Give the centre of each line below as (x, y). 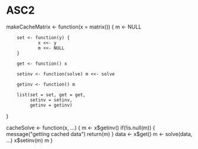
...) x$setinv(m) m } (30, 140)
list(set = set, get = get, (51, 95)
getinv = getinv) (51, 105)
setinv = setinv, (51, 100)
